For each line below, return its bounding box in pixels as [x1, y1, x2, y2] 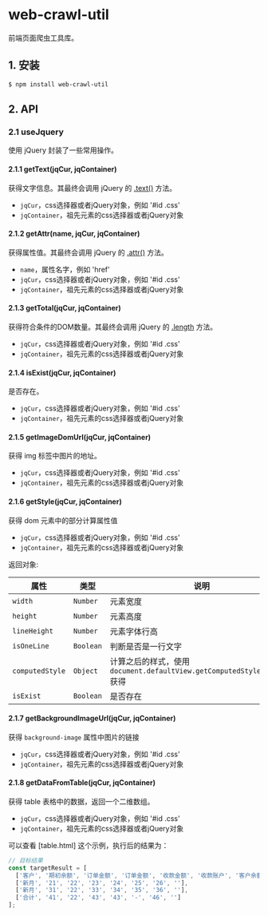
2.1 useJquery [8, 126, 64, 137]
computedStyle [12, 666, 66, 676]
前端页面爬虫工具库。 [8, 33, 78, 42]
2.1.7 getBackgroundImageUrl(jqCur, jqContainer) [8, 713, 176, 724]
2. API [8, 102, 38, 117]
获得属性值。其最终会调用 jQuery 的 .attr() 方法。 [8, 248, 169, 257]
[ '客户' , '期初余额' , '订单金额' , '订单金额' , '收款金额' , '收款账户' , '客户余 [15, 871, 257, 879]
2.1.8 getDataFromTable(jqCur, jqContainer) [8, 778, 156, 787]
